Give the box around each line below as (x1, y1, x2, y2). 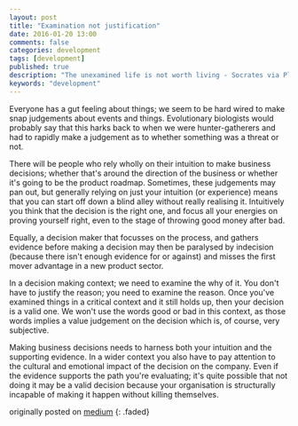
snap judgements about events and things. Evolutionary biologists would (9, 113, 274, 123)
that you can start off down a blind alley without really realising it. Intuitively (9, 196, 285, 207)
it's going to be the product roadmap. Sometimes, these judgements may (9, 177, 277, 187)
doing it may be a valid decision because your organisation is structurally (9, 379, 276, 390)
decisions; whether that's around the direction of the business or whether (9, 168, 278, 178)
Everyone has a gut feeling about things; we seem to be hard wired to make (9, 103, 286, 114)
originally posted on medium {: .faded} (9, 406, 150, 417)
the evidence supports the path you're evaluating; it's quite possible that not (9, 370, 288, 381)
